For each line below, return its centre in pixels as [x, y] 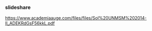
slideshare [18, 7]
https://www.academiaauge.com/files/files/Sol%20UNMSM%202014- [76, 18]
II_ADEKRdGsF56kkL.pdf [30, 23]
